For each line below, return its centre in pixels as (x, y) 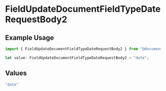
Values (16, 73)
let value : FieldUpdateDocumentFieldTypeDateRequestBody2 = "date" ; (77, 58)
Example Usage (30, 38)
